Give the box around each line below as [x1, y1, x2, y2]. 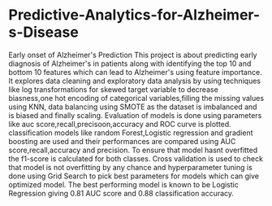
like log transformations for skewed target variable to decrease [8, 84, 219, 94]
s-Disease [8, 23, 79, 42]
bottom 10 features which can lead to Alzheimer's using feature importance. [8, 67, 262, 77]
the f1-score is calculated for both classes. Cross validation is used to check [8, 153, 264, 164]
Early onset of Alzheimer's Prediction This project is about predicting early [8, 50, 257, 59]
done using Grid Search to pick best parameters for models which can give [8, 171, 260, 181]
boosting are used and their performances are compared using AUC [8, 136, 236, 146]
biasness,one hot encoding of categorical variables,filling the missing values [8, 93, 265, 103]
